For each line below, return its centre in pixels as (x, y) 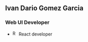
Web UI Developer (27, 22)
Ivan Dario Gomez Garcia (44, 8)
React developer (36, 34)
